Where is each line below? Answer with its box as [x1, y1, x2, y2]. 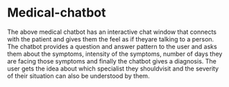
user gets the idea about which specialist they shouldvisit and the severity [7, 64, 219, 72]
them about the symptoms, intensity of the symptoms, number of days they [7, 50, 223, 58]
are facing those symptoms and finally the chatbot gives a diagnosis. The [7, 57, 217, 65]
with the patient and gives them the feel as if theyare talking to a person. [7, 35, 214, 43]
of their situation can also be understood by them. [7, 71, 151, 80]
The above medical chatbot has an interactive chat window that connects [7, 28, 217, 36]
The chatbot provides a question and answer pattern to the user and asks [7, 42, 217, 50]
